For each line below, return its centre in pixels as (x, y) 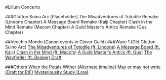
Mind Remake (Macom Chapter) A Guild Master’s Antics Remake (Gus (76, 27)
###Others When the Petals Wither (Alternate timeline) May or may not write (83, 67)
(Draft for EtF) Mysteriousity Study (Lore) (47, 72)
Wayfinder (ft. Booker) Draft (33, 57)
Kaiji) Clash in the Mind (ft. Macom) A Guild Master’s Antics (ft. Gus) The (79, 52)
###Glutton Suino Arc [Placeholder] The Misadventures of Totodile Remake (82, 16)
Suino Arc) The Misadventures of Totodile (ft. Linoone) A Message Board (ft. (83, 47)
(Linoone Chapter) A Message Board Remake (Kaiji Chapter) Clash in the (79, 22)
